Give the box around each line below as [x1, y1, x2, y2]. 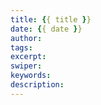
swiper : [10, 61, 43, 71]
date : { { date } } [10, 24, 83, 34]
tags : [10, 42, 33, 53]
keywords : [10, 71, 52, 81]
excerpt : [10, 52, 47, 62]
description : [10, 80, 65, 90]
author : [10, 33, 43, 43]
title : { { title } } [10, 14, 92, 25]
